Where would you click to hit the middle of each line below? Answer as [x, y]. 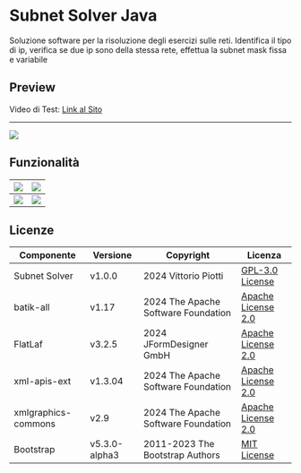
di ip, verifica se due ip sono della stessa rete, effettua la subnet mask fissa [148, 49]
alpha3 [104, 455]
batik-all [32, 307]
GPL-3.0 [260, 271]
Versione [112, 255]
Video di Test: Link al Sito [56, 109]
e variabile [28, 59]
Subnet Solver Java [83, 16]
